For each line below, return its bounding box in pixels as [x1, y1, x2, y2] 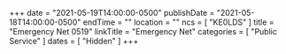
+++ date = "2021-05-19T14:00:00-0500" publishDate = [9, 8, 215, 18]
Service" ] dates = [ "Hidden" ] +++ [9, 35, 139, 46]
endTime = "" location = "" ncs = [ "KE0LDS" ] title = [82, 17, 274, 27]
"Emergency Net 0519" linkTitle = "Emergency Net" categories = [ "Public [9, 27, 277, 36]
